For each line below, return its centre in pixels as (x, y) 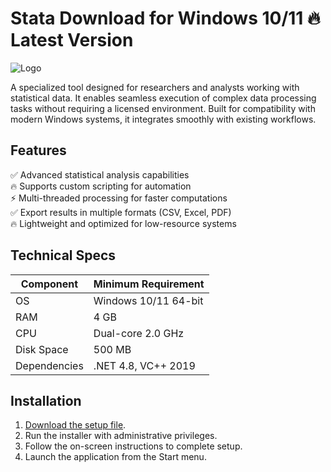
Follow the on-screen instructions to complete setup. (133, 446)
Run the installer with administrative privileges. (121, 436)
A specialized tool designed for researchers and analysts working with (155, 87)
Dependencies (49, 365)
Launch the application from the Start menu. (115, 457)
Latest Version (72, 40)
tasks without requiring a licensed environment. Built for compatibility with (163, 108)
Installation (46, 400)
